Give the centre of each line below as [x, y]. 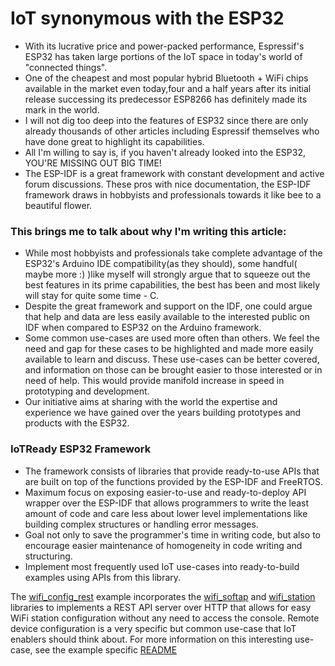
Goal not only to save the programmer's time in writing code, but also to [172, 534]
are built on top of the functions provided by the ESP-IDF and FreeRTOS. [173, 481]
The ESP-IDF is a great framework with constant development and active [174, 173]
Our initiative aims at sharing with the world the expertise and [151, 402]
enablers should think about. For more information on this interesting [151, 639]
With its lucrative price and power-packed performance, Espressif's [164, 46]
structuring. [48, 556]
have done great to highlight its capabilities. [114, 141]
